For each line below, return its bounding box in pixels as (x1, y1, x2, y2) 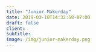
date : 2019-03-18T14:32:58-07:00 (6, 14, 91, 20)
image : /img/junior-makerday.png (6, 36, 91, 42)
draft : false (6, 20, 39, 26)
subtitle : (6, 31, 31, 37)
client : (6, 25, 26, 32)
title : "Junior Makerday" (6, 8, 71, 15)
